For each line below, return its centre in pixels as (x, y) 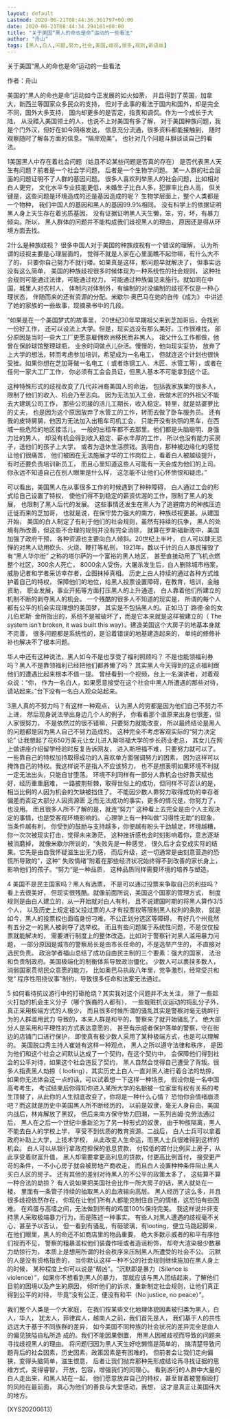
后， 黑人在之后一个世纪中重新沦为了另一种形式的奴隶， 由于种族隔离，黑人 (114, 1122)
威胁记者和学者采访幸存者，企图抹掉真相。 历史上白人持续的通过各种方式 (110, 573)
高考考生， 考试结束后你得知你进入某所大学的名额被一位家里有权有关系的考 (113, 1088)
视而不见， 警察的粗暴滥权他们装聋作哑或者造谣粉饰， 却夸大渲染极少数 (114, 1243)
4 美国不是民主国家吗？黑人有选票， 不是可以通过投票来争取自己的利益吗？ (113, 884)
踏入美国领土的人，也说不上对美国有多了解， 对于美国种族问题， (124, 121)
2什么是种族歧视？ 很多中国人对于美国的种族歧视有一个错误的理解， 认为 (110, 245)
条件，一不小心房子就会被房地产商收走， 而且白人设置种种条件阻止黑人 (119, 1166)
